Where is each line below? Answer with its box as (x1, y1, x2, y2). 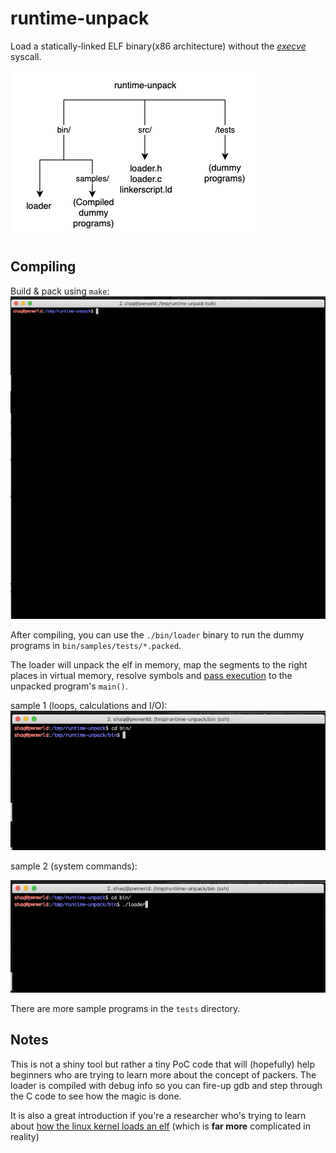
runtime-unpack (10, 7, 150, 30)
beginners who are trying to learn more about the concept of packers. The (10, 1068, 317, 1081)
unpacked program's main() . (10, 680, 128, 692)
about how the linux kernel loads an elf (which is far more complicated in (10, 1120, 311, 1132)
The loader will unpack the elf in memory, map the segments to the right (10, 659, 308, 671)
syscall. (10, 50, 42, 62)
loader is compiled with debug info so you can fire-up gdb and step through (10, 1079, 323, 1091)
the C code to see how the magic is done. (10, 1090, 182, 1102)
